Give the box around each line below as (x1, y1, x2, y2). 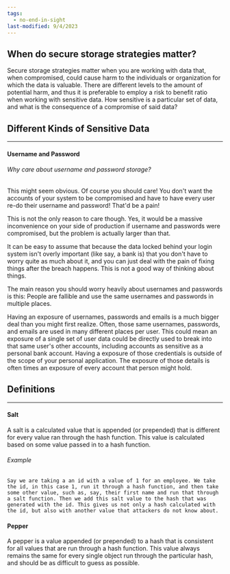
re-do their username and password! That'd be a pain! (7, 201, 160, 209)
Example (7, 456, 32, 464)
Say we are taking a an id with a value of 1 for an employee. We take (7, 477, 216, 484)
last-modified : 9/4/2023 (7, 23, 78, 29)
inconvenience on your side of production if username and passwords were (7, 222, 220, 230)
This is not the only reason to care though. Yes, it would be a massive (7, 214, 203, 223)
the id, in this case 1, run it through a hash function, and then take (7, 483, 219, 490)
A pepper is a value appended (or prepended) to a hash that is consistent (7, 537, 214, 545)
